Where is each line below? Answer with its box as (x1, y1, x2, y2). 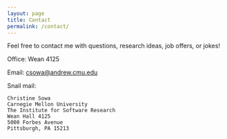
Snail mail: (7, 82, 37, 90)
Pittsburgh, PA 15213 (7, 125, 70, 132)
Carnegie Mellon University (7, 101, 88, 108)
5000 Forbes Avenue (7, 119, 63, 126)
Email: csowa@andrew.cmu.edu (7, 68, 98, 76)
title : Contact (7, 17, 51, 23)
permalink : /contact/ (7, 23, 70, 30)
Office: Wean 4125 (7, 55, 60, 63)
